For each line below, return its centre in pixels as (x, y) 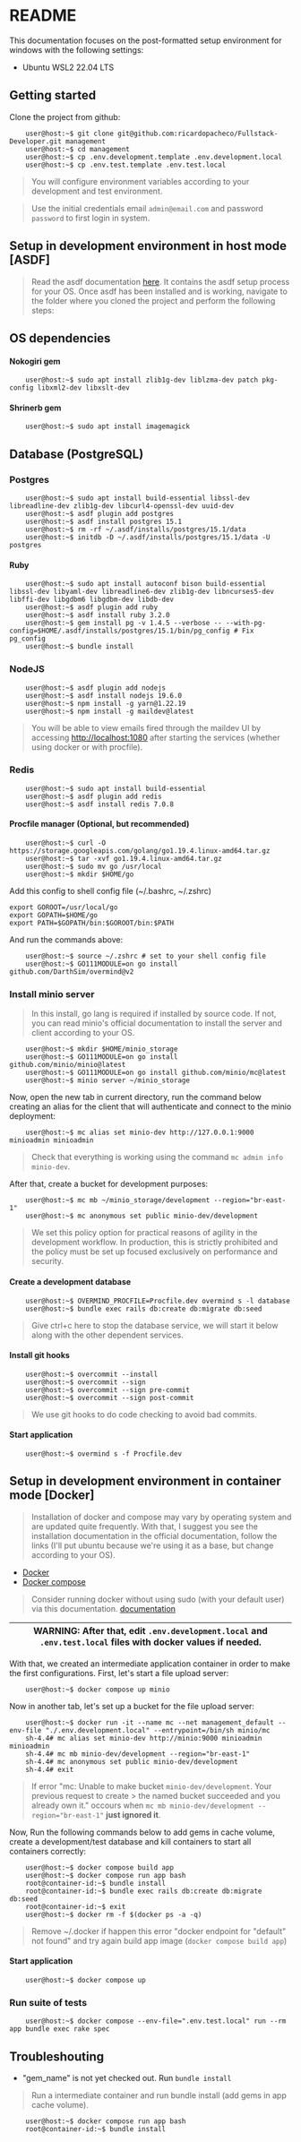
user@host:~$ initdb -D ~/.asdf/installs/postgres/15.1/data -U (148, 538)
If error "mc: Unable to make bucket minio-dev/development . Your (151, 1786)
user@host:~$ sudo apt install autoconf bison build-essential (146, 584)
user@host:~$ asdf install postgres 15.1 (103, 522)
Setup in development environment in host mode (148, 246)
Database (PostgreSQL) (77, 454)
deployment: (32, 1116)
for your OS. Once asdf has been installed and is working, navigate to (159, 291)
